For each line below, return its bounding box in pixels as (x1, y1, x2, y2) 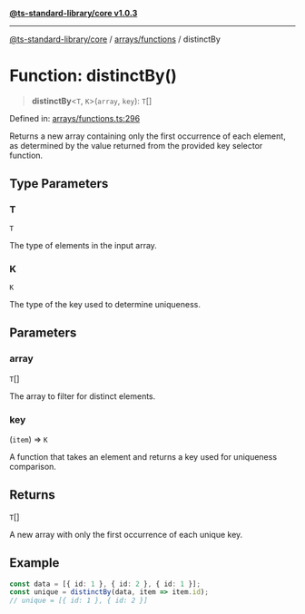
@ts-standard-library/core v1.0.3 (9, 8, 138, 18)
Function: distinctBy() (9, 65, 177, 86)
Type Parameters (9, 176, 109, 191)
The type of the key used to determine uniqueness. (9, 298, 202, 309)
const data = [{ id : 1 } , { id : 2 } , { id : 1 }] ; (9, 580, 202, 589)
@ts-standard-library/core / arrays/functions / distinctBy (9, 34, 221, 44)
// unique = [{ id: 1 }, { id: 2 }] (9, 596, 148, 606)
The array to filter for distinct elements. (9, 390, 156, 402)
